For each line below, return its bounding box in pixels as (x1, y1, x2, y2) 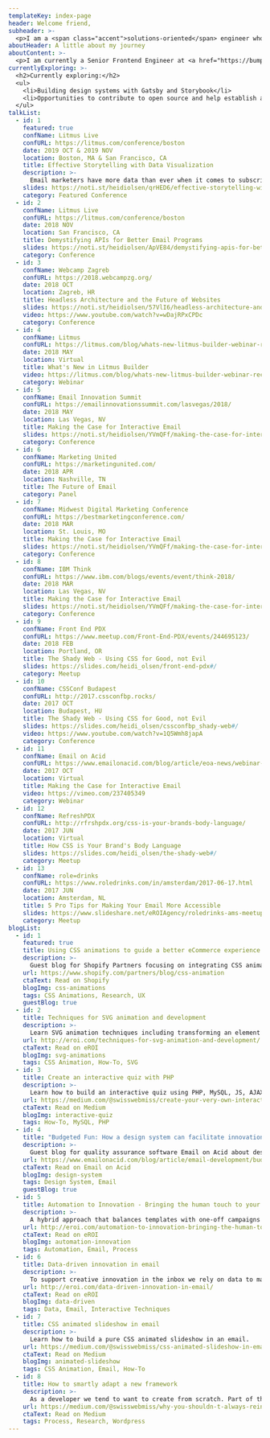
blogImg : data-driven (22, 1298, 95, 1306)
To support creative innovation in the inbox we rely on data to (29, 1276, 253, 1284)
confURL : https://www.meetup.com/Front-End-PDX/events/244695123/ (22, 632, 250, 640)
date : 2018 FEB (22, 640, 74, 648)
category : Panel (22, 490, 78, 499)
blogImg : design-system (22, 1171, 103, 1179)
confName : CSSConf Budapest (22, 684, 117, 692)
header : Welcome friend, (8, 19, 92, 27)
